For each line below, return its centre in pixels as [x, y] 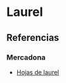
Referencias [33, 38]
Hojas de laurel [37, 72]
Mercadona [26, 57]
